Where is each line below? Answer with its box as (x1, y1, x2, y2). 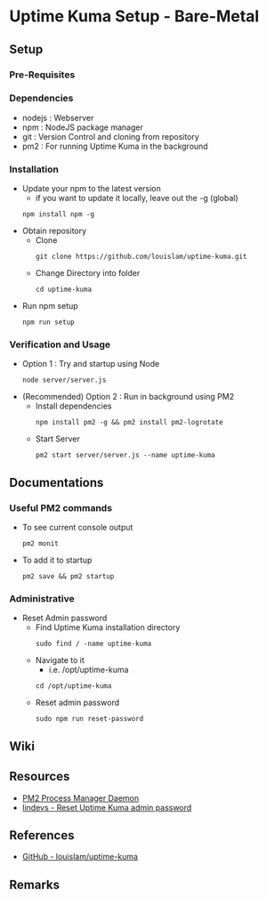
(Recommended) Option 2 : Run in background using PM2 (21, 392, 234, 402)
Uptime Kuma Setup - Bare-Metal (9, 6, 260, 27)
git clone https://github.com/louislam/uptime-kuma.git (35, 252, 247, 262)
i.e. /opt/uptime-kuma (48, 665, 129, 676)
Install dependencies (35, 400, 112, 411)
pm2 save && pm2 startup (21, 572, 115, 581)
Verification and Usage (9, 338, 111, 351)
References (9, 828, 75, 843)
